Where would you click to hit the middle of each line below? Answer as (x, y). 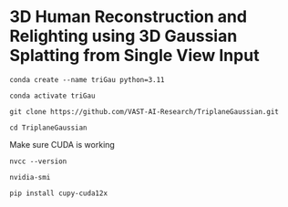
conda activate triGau (52, 96)
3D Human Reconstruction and (129, 17)
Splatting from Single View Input (134, 56)
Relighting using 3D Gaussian (123, 36)
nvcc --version (38, 161)
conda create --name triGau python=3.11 (87, 79)
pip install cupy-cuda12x (58, 193)
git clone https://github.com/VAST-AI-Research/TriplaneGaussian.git (144, 111)
